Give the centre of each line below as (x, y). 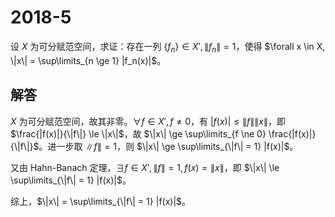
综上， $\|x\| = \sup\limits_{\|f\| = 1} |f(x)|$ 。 (101, 201)
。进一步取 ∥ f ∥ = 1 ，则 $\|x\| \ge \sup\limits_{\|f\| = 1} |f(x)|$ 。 (168, 146)
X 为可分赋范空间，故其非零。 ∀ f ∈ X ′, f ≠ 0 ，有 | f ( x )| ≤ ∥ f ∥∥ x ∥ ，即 (148, 121)
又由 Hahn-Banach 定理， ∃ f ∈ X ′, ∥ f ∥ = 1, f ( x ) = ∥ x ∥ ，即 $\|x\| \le (145, 167)
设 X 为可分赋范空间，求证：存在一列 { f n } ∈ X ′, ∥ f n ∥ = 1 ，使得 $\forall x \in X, (168, 47)
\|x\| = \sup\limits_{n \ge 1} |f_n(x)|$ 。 (88, 60)
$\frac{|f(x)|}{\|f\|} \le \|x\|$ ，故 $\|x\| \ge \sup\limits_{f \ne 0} (138, 133)
